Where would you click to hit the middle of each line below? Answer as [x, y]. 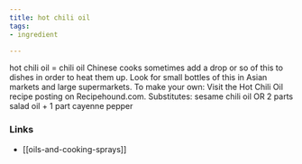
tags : [19, 26]
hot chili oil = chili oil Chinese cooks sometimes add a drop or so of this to [146, 68]
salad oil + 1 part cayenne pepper [71, 106]
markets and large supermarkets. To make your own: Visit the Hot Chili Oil [146, 87]
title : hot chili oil [50, 18]
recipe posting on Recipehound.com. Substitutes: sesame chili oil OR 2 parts [151, 96]
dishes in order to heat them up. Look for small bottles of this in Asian [138, 77]
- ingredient [34, 34]
